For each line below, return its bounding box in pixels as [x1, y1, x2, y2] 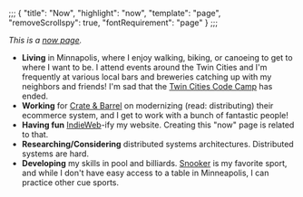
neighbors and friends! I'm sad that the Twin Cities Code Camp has [21, 81, 273, 91]
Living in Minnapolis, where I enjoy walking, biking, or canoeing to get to [21, 52, 293, 62]
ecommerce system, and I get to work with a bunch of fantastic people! [21, 110, 289, 120]
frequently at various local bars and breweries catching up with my [21, 71, 272, 82]
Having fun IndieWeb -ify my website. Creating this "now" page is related [21, 119, 295, 130]
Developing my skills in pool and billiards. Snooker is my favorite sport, [21, 158, 288, 168]
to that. [21, 129, 49, 139]
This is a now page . [8, 35, 83, 45]
